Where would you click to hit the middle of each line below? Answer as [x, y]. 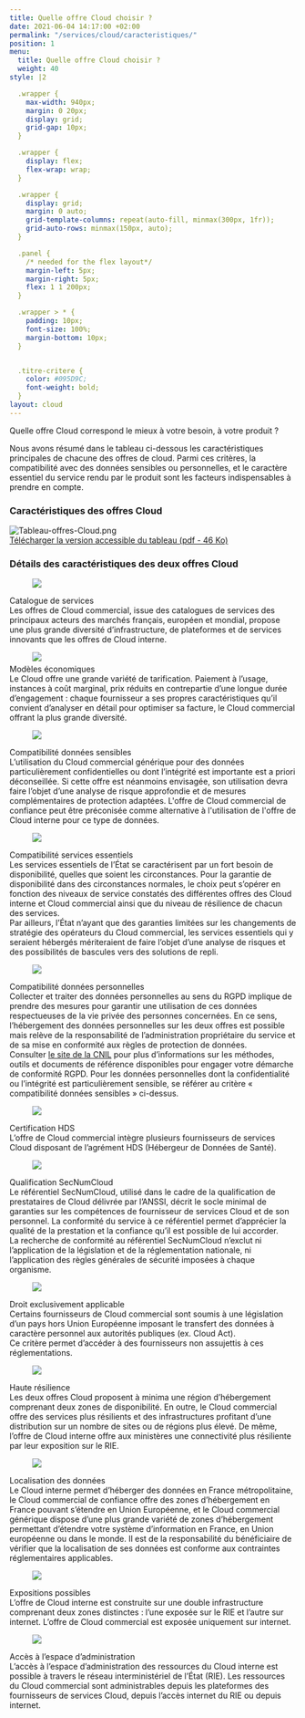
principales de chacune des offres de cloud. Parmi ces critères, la [133, 458]
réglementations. [41, 1353]
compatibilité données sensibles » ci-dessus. [94, 1093]
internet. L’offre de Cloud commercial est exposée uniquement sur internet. [150, 1622]
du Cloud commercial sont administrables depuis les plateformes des [139, 1686]
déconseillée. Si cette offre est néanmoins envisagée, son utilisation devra [149, 782]
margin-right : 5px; [63, 279]
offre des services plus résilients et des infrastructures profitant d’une [140, 1417]
